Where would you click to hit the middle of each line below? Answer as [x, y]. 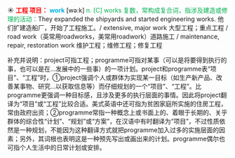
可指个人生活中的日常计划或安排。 [56, 148]
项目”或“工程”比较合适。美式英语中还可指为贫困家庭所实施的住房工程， [125, 104]
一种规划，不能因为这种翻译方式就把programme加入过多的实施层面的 [119, 130]
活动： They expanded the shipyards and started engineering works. [117, 19]
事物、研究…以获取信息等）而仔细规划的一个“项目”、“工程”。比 [110, 86]
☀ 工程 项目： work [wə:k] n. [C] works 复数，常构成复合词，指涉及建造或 [115, 10]
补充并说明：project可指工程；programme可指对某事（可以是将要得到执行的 [117, 60]
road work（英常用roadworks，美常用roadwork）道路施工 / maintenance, [113, 36]
